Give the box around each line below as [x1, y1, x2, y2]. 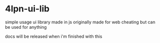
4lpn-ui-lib [5, 3, 50, 14]
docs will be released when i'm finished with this [5, 33, 103, 39]
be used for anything [5, 24, 47, 30]
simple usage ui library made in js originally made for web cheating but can [5, 19, 156, 25]
